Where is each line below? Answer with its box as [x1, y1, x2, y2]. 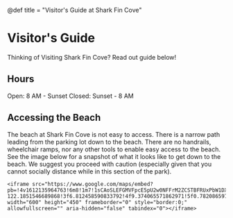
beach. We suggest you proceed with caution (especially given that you [7, 160, 212, 168]
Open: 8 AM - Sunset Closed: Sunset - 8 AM [7, 92, 134, 100]
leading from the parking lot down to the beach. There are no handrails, [7, 137, 212, 146]
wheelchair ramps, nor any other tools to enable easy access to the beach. [7, 145, 221, 153]
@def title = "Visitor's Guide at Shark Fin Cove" [7, 6, 142, 14]
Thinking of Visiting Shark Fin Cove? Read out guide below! [7, 53, 177, 61]
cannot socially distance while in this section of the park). [7, 167, 172, 176]
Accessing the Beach [7, 112, 101, 124]
